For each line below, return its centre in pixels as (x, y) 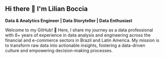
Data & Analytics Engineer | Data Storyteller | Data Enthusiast (69, 20)
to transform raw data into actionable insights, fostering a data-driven (75, 45)
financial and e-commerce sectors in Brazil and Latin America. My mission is (82, 40)
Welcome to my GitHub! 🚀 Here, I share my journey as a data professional (79, 30)
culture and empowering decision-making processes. (59, 50)
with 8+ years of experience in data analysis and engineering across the (78, 35)
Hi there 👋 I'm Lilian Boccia (47, 9)
